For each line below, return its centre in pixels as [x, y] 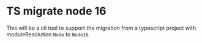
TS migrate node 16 [56, 11]
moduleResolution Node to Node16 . [48, 34]
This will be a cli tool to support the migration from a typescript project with [101, 28]
